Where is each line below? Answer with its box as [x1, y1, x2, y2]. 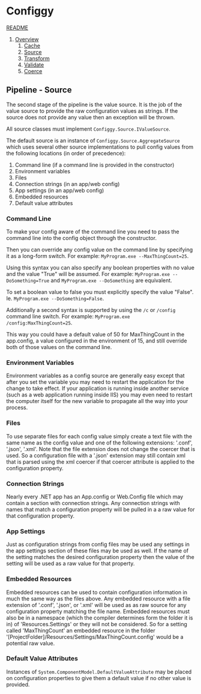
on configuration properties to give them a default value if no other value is [6, 674, 191, 681]
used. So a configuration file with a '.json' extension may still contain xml [6, 452, 186, 459]
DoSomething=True [6, 278, 50, 284]
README [6, 24, 29, 31]
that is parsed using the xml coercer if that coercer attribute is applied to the [6, 458, 195, 465]
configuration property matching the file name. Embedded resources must [6, 608, 190, 615]
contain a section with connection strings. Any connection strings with [6, 499, 180, 506]
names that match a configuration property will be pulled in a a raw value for [6, 506, 195, 513]
